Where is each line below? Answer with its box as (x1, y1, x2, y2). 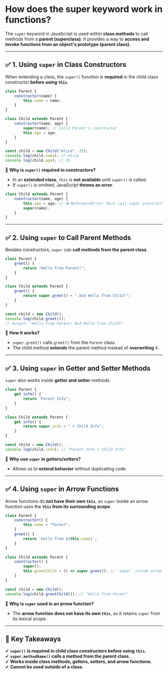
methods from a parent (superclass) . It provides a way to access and (5, 36, 149, 42)
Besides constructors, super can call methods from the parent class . (5, 246, 148, 253)
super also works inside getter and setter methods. (5, 377, 111, 383)
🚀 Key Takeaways (5, 634, 61, 643)
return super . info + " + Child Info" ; (23, 424, 104, 429)
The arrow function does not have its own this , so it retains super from (12, 610, 160, 616)
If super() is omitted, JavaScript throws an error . (12, 182, 114, 188)
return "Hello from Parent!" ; (23, 265, 86, 270)
